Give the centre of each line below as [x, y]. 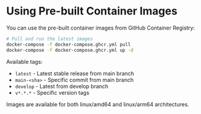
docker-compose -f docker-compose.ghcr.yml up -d [70, 50]
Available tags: [24, 62]
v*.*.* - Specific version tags [52, 92]
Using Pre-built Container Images [92, 11]
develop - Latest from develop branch [62, 86]
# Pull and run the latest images [50, 39]
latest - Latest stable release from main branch [75, 73]
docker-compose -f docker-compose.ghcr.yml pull [69, 44]
